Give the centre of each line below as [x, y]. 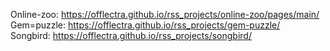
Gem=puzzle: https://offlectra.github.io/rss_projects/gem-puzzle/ [145, 25]
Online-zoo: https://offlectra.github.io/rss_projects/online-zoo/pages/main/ [165, 14]
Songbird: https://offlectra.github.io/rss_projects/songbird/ [131, 35]
